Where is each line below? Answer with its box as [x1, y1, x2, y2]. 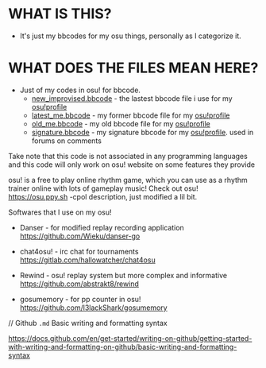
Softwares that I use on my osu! [8, 207, 112, 217]
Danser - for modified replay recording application [19, 223, 184, 232]
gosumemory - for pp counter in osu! [19, 294, 141, 304]
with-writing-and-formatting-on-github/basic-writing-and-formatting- [8, 342, 237, 351]
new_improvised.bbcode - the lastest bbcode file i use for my [31, 93, 233, 103]
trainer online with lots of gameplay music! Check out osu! [8, 184, 199, 193]
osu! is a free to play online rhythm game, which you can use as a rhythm [8, 175, 248, 184]
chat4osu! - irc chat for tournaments [19, 246, 139, 256]
